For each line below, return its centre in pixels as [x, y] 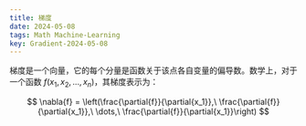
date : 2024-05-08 [42, 26]
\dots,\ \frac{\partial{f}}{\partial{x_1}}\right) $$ [182, 111]
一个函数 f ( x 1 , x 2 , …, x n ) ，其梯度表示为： [84, 83]
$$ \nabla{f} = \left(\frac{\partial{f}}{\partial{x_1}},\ [122, 102]
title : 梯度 [31, 18]
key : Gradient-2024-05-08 [58, 43]
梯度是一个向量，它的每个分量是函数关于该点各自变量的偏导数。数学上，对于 [153, 70]
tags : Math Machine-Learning [65, 35]
